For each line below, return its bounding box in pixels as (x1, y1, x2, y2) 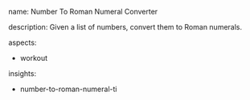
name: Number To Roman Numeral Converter (8, 7, 158, 16)
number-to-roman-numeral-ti (19, 84, 117, 94)
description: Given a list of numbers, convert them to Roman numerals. (8, 22, 243, 31)
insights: (8, 69, 37, 78)
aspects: (8, 38, 37, 47)
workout (19, 54, 48, 62)
